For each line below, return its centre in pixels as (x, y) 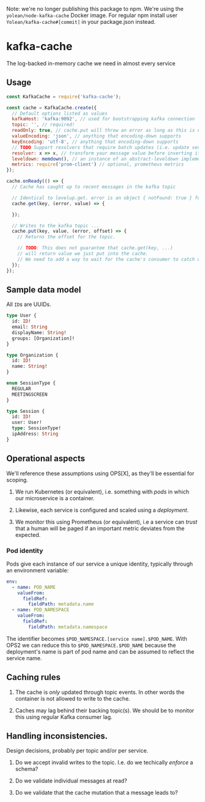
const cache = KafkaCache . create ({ (52, 108)
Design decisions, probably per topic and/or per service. (77, 751)
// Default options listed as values (60, 113)
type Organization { (33, 355)
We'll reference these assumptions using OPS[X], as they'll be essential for (100, 473)
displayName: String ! (39, 332)
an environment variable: (38, 570)
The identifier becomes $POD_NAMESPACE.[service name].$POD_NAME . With (97, 638)
